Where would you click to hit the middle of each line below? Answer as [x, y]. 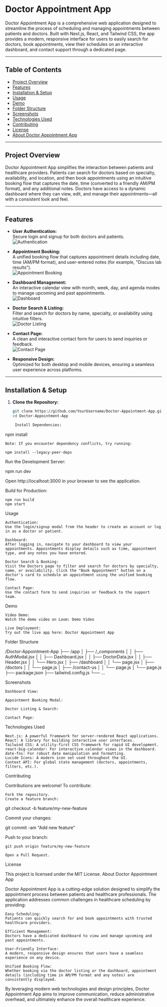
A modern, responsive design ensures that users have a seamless [74, 953]
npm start [15, 504]
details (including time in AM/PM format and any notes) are [70, 975]
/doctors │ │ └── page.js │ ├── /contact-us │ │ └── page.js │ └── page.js [83, 667]
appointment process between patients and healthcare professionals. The [81, 894]
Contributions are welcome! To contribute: [48, 785]
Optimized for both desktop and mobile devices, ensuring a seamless [83, 365]
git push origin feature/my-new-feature [48, 846]
